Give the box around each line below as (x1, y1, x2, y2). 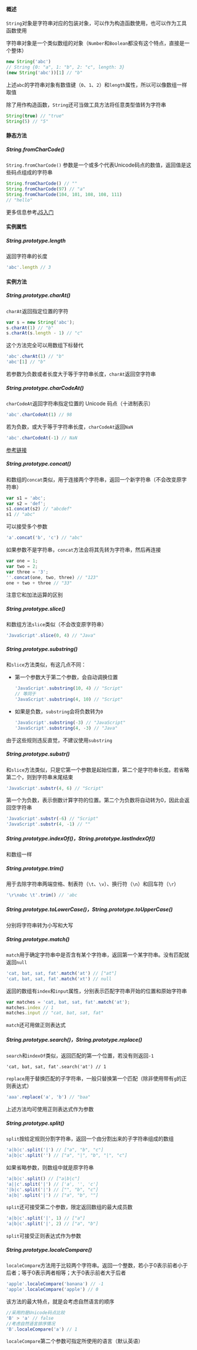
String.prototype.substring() (6, 645, 78, 652)
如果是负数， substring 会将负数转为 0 (14, 708, 103, 715)
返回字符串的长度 (6, 253, 48, 260)
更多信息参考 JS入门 (6, 209, 54, 216)
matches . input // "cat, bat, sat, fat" (6, 1010, 104, 1016)
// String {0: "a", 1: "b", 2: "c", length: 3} (6, 64, 125, 70)
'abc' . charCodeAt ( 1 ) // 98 (6, 411, 72, 418)
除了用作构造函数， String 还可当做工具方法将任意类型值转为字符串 (6, 101, 166, 108)
